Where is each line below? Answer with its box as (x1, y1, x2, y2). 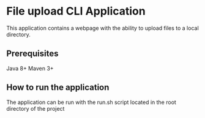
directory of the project (6, 105, 65, 112)
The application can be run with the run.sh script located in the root (6, 99, 176, 106)
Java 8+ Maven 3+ (6, 64, 54, 72)
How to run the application (6, 82, 110, 92)
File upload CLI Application (6, 4, 146, 18)
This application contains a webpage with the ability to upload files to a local (6, 24, 199, 32)
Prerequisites (6, 49, 59, 59)
